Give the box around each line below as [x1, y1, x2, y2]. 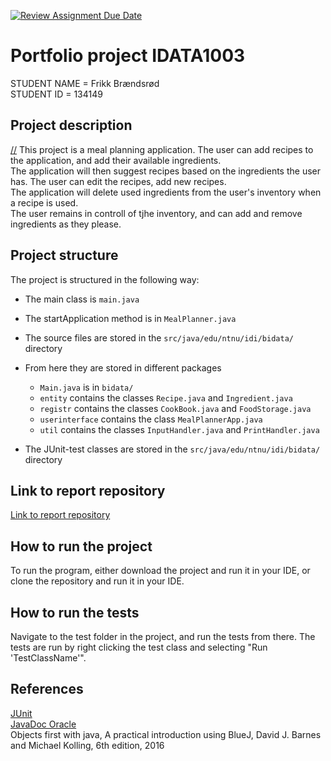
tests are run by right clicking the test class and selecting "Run [10, 641, 268, 653]
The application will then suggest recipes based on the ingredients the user [10, 165, 321, 177]
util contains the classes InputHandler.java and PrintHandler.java [39, 423, 320, 435]
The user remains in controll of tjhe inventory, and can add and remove [10, 207, 303, 219]
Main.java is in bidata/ [39, 381, 134, 393]
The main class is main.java [24, 293, 140, 305]
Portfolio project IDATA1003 [10, 45, 246, 67]
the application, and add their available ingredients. [10, 154, 222, 166]
